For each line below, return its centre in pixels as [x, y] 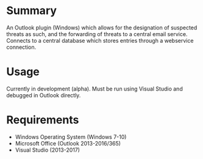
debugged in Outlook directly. [44, 95]
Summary [31, 11]
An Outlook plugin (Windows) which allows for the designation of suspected [102, 28]
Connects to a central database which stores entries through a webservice [100, 40]
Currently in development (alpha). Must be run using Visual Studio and [94, 89]
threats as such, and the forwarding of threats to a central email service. [97, 34]
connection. [21, 47]
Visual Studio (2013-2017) [48, 150]
